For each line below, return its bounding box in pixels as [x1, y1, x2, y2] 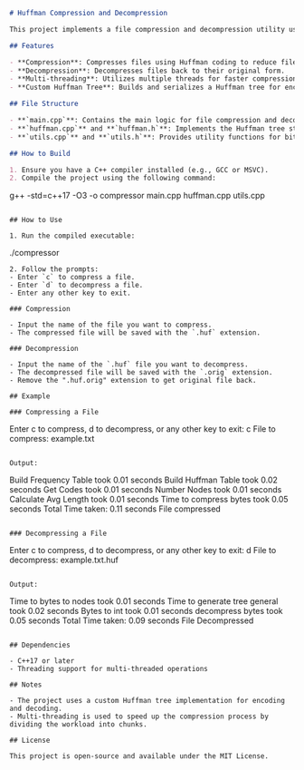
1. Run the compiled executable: [9, 231, 136, 240]
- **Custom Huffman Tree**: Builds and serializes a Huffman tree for [9, 83, 281, 93]
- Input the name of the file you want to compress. [9, 320, 213, 330]
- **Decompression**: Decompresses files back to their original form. [9, 66, 285, 75]
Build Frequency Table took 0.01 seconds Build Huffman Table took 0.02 [9, 474, 278, 485]
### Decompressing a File [9, 529, 107, 539]
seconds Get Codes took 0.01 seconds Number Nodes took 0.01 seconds [9, 484, 282, 495]
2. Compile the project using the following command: [9, 173, 217, 183]
